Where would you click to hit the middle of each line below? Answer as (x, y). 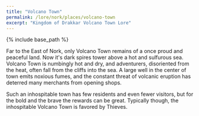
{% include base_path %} (37, 40)
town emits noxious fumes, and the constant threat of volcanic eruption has (99, 76)
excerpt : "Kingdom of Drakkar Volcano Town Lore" (69, 23)
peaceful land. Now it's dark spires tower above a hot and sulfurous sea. (95, 58)
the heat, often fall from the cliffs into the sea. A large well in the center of (96, 70)
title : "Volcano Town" (34, 12)
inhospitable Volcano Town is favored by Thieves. (67, 107)
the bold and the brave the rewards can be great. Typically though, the (93, 101)
